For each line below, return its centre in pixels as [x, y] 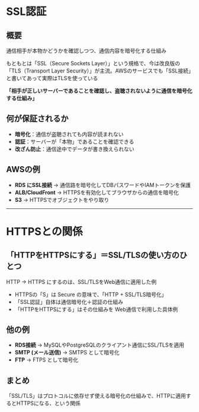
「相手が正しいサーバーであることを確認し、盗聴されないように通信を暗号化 [99, 91]
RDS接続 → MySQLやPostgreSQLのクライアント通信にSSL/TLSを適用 [99, 345]
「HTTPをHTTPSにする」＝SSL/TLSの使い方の [93, 255]
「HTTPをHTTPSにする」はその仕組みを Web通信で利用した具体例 [96, 309]
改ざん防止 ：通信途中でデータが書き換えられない [74, 149]
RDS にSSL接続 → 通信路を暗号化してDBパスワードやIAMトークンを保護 [102, 185]
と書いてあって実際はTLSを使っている [52, 78]
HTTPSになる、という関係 [49, 403]
